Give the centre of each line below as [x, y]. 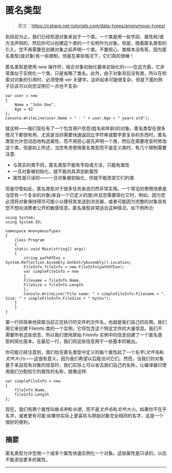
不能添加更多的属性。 [28, 459]
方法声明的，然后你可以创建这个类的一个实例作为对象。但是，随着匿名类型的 [86, 43]
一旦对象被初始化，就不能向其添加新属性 [55, 171]
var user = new [21, 95]
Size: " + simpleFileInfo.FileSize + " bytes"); [58, 298]
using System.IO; [24, 222]
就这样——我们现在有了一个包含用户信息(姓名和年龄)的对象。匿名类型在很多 [85, 128]
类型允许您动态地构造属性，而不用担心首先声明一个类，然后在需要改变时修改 [86, 141]
